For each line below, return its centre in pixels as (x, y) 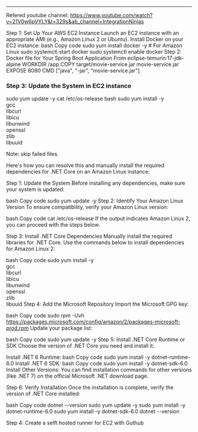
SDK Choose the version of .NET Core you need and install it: (80, 346)
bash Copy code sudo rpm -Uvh (45, 316)
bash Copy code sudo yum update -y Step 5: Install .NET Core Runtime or (96, 339)
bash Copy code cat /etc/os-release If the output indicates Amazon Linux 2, (98, 218)
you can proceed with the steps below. (53, 225)
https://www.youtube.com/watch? (111, 15)
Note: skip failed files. (32, 154)
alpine (14, 64)
